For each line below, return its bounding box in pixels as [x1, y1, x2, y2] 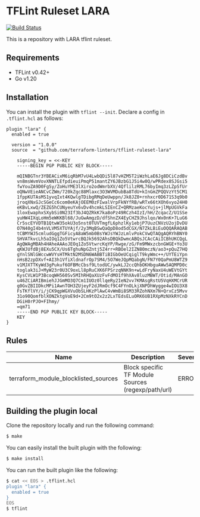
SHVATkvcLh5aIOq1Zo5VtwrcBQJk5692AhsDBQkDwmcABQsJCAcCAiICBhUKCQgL [17, 236, 187, 242]
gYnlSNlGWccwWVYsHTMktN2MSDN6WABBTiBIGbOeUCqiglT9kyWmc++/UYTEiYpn [17, 251, 187, 257]
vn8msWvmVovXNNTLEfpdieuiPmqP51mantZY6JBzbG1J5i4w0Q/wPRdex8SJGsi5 [17, 178, 187, 184]
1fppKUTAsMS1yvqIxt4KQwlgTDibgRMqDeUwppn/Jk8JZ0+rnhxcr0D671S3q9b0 [17, 194, 187, 200]
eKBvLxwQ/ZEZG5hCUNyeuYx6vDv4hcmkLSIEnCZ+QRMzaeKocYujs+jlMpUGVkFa [17, 204, 187, 210]
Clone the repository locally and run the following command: [6, 422, 155, 429]
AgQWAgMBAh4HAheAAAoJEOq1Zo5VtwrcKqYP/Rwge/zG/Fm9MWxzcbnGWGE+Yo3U [17, 241, 187, 247]
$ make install [6, 456, 44, 462]
